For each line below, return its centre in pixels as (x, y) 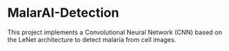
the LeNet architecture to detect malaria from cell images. (92, 39)
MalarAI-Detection (63, 13)
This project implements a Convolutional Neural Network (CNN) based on (115, 32)
